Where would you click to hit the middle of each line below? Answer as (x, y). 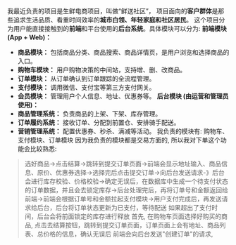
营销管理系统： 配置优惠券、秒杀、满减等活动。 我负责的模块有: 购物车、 (123, 131)
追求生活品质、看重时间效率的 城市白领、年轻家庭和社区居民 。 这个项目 (116, 20)
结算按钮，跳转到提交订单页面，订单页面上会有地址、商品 (136, 225)
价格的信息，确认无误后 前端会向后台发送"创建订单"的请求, (128, 234)
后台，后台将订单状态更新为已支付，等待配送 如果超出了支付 (124, 207)
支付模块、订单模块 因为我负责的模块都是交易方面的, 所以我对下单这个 (119, 140)
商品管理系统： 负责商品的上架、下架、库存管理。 (89, 114)
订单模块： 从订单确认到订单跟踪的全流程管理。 (86, 79)
